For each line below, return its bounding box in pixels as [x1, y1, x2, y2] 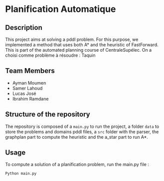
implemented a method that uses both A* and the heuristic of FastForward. [5, 42, 159, 48]
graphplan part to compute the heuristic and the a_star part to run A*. [5, 134, 149, 140]
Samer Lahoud [12, 85, 43, 91]
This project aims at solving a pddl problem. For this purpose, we [5, 36, 139, 42]
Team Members [5, 67, 55, 75]
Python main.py [5, 171, 37, 176]
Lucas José [12, 90, 36, 96]
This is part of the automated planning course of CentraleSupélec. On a [5, 47, 152, 53]
